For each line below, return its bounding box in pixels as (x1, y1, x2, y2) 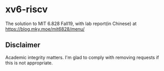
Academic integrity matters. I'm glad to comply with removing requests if (5, 54, 159, 60)
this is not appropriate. (5, 60, 53, 66)
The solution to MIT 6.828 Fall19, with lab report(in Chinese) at (5, 20, 137, 27)
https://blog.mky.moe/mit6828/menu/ (5, 26, 85, 32)
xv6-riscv (5, 4, 48, 15)
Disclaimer (5, 41, 40, 50)
